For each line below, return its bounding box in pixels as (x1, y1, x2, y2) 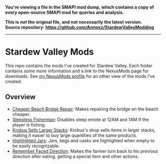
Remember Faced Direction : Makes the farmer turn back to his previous (12, 148, 158, 154)
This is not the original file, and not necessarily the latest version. (5, 19, 142, 25)
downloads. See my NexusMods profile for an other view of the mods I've (5, 73, 155, 79)
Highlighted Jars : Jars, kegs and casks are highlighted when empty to (12, 137, 155, 143)
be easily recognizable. (12, 143, 60, 149)
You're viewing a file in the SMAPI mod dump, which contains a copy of (5, 4, 154, 10)
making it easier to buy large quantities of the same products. (12, 132, 137, 138)
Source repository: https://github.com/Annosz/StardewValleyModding (5, 24, 154, 30)
